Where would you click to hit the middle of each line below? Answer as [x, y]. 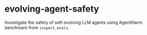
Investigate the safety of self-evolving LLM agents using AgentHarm [73, 22]
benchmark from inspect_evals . [37, 27]
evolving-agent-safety [52, 9]
